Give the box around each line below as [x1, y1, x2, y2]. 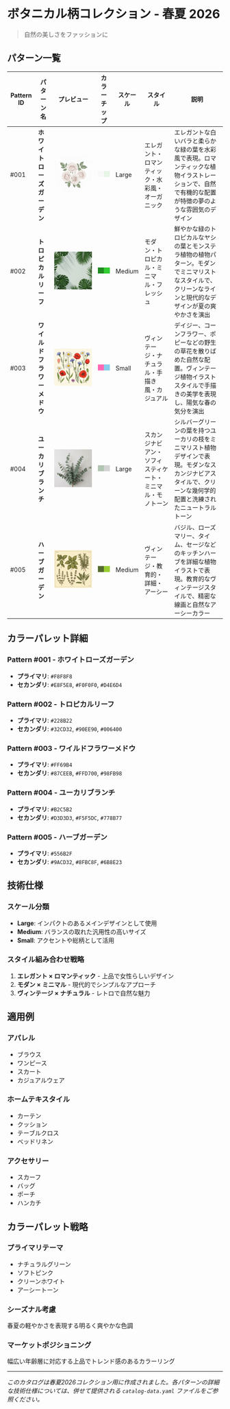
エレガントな [174, 128, 211, 136]
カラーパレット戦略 [7, 1221, 88, 1233]
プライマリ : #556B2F [16, 849, 73, 857]
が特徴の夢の [174, 196, 211, 205]
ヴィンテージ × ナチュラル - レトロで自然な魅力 [16, 989, 151, 997]
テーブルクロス [16, 1128, 60, 1137]
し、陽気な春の [174, 399, 217, 406]
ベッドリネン [16, 1137, 53, 1145]
